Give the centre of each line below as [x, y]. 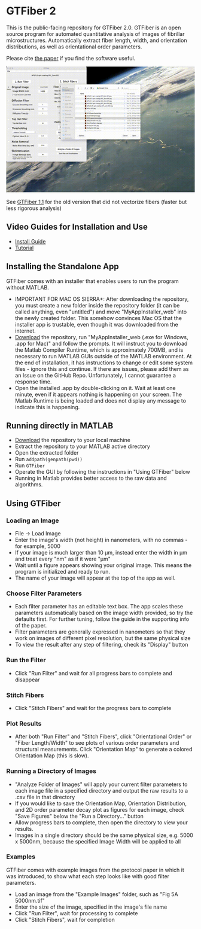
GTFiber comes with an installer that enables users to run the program [93, 281]
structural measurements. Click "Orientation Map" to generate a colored [103, 750]
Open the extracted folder [47, 453]
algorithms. [29, 485]
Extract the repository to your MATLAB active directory [83, 446]
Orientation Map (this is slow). [52, 756]
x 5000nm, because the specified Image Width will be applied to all [98, 841]
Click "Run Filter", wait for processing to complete [76, 913]
